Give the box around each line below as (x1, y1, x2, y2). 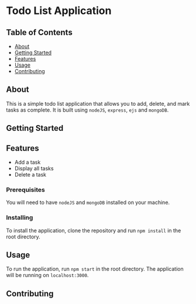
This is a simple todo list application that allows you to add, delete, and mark (6, 100, 190, 107)
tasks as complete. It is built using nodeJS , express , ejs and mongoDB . (6, 106, 169, 113)
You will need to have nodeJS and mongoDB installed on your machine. (6, 199, 170, 206)
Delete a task (14, 171, 47, 178)
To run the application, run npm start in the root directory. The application (6, 265, 184, 272)
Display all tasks (14, 165, 54, 172)
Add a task (14, 159, 41, 166)
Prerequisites (6, 185, 45, 194)
